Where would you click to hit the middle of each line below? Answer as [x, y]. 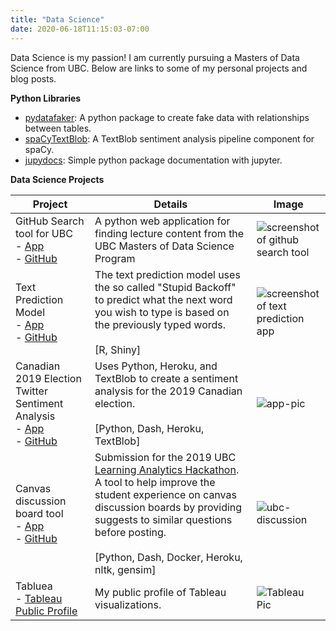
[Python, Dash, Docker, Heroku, [168, 557]
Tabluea [34, 586]
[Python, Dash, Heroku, [149, 428]
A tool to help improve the [155, 482]
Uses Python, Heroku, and [156, 366]
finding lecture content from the [169, 233]
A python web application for [162, 221]
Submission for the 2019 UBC [165, 457]
